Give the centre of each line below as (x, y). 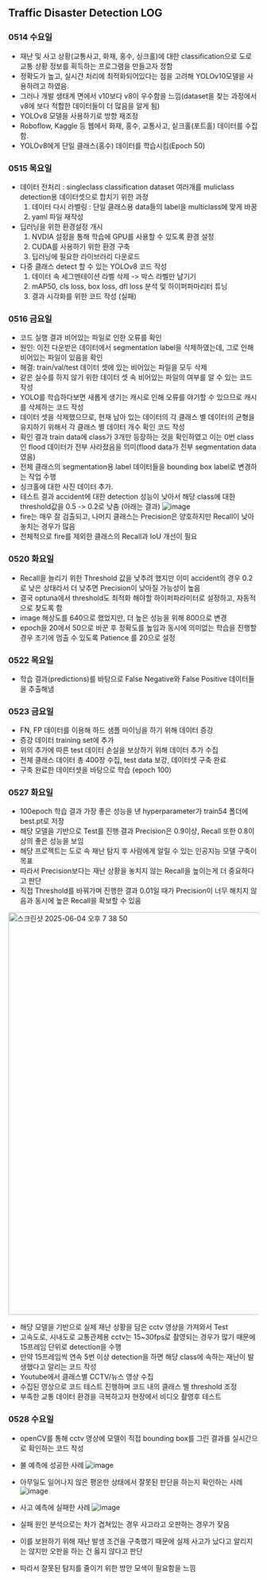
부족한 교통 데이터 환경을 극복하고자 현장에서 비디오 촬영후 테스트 (120, 1397)
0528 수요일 (31, 1419)
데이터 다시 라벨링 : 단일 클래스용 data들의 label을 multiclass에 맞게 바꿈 (144, 207)
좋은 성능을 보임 (59, 841)
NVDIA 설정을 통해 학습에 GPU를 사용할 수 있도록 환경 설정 (123, 236)
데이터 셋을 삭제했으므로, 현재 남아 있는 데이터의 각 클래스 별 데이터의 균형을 (137, 417)
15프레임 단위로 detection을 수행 (70, 1347)
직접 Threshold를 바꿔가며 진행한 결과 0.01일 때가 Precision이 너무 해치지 (134, 891)
